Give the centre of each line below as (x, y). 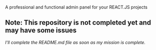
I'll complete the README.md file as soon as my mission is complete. (75, 42)
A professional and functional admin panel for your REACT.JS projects (76, 7)
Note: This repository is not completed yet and (78, 23)
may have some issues (41, 30)
